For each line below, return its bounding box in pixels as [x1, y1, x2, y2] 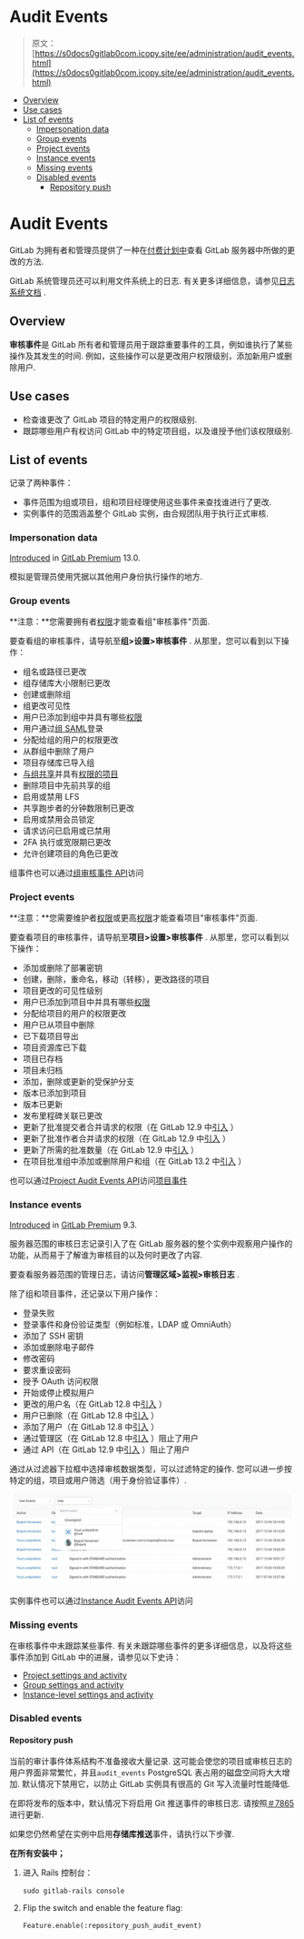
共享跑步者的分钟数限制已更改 [22, 803, 134, 813]
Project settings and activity [22, 1670, 127, 1681]
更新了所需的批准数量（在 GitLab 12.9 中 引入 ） [22, 1145, 200, 1156]
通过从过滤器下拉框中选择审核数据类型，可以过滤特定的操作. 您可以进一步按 [9, 1463, 292, 1474]
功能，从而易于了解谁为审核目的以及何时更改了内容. [9, 1249, 203, 1260]
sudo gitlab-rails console [22, 1886, 125, 1896]
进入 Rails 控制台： [22, 1867, 93, 1878]
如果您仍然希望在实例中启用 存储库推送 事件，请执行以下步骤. [9, 1829, 235, 1840]
